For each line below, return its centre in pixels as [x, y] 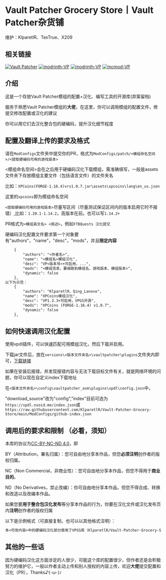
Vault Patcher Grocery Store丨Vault [79, 10]
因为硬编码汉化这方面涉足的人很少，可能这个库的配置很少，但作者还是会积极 [83, 560]
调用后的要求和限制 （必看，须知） [58, 431]
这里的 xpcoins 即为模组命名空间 [37, 197]
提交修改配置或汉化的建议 [31, 113]
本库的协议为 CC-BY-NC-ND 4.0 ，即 [41, 444]
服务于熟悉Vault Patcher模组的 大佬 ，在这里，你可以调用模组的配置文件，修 [82, 107]
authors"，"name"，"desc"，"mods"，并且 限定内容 [64, 240]
